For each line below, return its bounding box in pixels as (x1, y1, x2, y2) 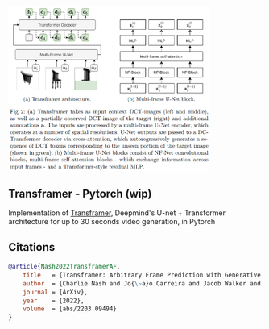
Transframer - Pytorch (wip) (8, 186, 152, 200)
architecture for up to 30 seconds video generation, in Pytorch (8, 217, 216, 227)
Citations (8, 240, 56, 254)
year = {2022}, (23, 297, 85, 305)
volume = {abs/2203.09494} (23, 305, 117, 313)
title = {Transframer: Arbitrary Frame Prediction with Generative (23, 271, 262, 279)
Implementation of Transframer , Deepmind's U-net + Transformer (8, 208, 226, 218)
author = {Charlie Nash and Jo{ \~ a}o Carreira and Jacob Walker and (23, 279, 262, 288)
